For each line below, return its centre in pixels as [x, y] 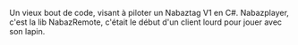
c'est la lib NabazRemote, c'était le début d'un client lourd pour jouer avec [146, 22]
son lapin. [27, 31]
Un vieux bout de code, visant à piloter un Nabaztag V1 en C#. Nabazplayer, [149, 13]
